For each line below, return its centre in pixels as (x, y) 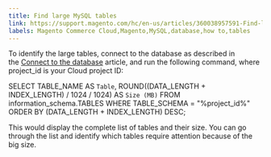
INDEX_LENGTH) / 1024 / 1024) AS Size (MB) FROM (94, 95)
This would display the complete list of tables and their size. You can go (127, 128)
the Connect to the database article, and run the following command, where (134, 62)
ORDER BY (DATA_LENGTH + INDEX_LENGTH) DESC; (97, 112)
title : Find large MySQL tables (63, 16)
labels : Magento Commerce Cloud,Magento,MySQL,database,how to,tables (129, 31)
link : (17, 23)
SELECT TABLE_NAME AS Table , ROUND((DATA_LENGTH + (107, 86)
